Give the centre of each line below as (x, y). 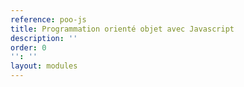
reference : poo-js (48, 19)
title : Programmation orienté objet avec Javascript (122, 29)
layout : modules (44, 66)
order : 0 (28, 47)
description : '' (44, 38)
